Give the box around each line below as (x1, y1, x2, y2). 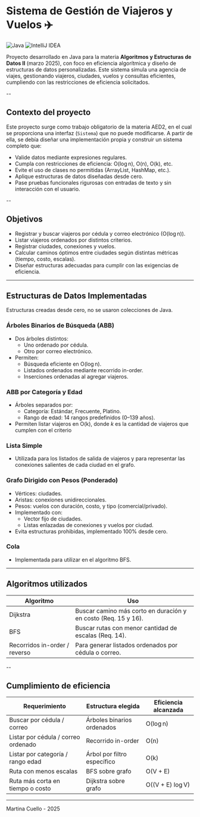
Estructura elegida (86, 702, 140, 710)
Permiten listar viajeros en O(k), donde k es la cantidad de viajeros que (14, 420, 189, 427)
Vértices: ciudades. (14, 489, 62, 497)
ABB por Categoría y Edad (6, 388, 83, 396)
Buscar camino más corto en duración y (75, 606, 187, 615)
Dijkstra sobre (86, 777, 125, 785)
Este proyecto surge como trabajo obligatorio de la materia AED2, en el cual (6, 123, 192, 130)
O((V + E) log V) (145, 781, 190, 789)
